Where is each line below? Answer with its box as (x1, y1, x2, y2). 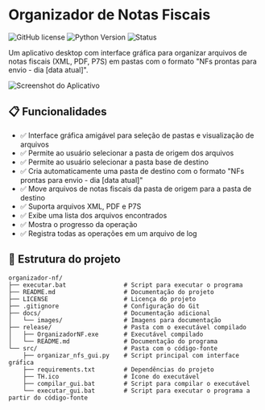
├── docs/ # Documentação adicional (8, 309, 211, 317)
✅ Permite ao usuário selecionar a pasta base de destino (19, 157, 209, 167)
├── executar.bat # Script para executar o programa (8, 280, 243, 289)
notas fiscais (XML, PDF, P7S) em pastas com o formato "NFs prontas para (8, 56, 258, 66)
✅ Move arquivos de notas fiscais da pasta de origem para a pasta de (19, 184, 252, 193)
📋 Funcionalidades (8, 105, 107, 118)
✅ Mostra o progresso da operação (19, 219, 138, 229)
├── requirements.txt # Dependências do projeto (23, 365, 215, 374)
